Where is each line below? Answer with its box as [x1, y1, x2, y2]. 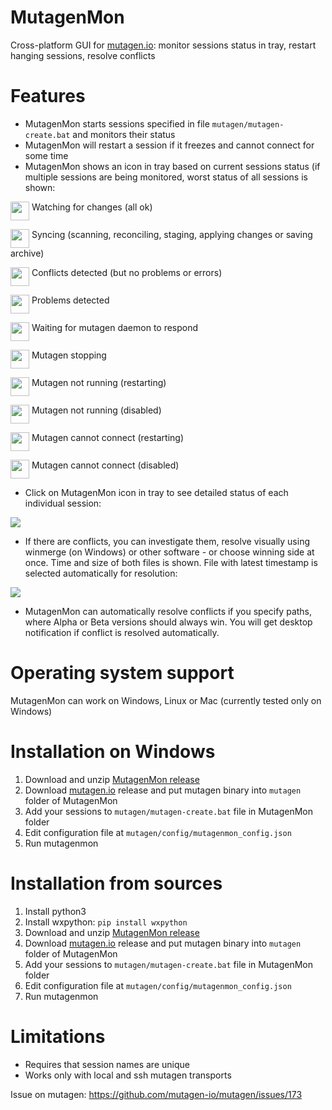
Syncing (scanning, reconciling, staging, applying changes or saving [31, 228, 313, 240]
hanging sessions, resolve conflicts [10, 49, 156, 61]
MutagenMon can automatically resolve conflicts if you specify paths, [24, 605, 313, 617]
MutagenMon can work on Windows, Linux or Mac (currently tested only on [10, 694, 322, 706]
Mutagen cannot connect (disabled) [31, 459, 180, 471]
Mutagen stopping [31, 349, 107, 361]
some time [24, 149, 69, 161]
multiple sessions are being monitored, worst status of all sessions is [24, 171, 308, 183]
